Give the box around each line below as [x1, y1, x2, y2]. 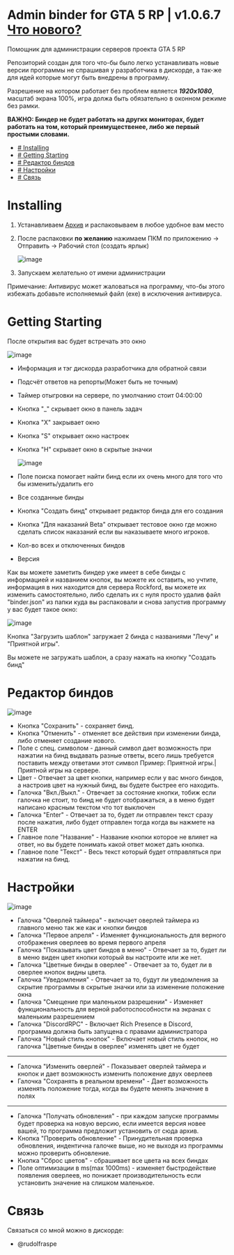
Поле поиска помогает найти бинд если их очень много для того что [17, 472, 223, 481]
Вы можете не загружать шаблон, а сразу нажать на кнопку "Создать [7, 653, 217, 661]
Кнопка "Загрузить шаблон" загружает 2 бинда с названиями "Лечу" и [7, 632, 219, 640]
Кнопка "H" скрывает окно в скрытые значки [17, 445, 153, 453]
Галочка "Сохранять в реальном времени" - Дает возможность [17, 1076, 209, 1085]
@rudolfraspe [17, 1239, 57, 1248]
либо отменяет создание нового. [17, 736, 116, 744]
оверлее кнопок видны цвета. [17, 968, 107, 976]
